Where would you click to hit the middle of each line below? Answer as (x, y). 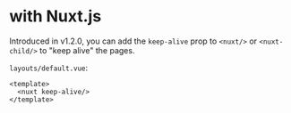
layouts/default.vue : (49, 68)
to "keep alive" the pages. (87, 50)
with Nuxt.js (56, 16)
